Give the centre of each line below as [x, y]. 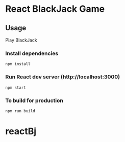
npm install [18, 64]
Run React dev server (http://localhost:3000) [63, 77]
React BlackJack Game [55, 9]
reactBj [21, 131]
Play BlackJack [21, 40]
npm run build [20, 111]
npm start [16, 88]
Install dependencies [32, 53]
